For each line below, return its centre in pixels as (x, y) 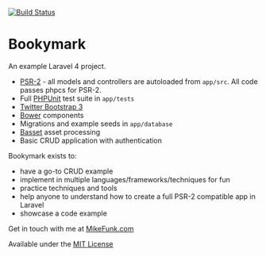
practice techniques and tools (68, 188)
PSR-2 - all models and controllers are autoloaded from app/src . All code (139, 81)
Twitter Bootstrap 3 (51, 106)
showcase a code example (63, 213)
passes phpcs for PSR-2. (60, 90)
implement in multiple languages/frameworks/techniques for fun (125, 179)
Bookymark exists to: (42, 155)
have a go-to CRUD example (66, 171)
